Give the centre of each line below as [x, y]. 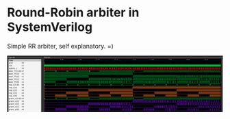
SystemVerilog [50, 27]
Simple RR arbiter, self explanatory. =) [61, 46]
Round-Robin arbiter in [73, 13]
